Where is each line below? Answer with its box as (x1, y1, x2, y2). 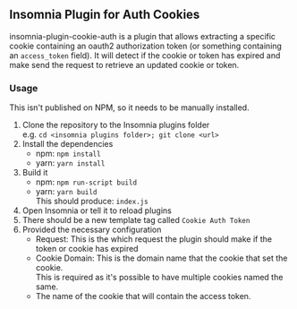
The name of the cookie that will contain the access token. (35, 291, 251, 302)
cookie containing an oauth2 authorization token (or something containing (9, 40, 282, 51)
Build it (21, 167, 48, 178)
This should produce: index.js (35, 196, 149, 207)
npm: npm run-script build (35, 176, 137, 187)
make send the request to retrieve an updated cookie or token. (9, 59, 240, 70)
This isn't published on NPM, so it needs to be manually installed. (9, 102, 250, 113)
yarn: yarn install (35, 158, 106, 168)
